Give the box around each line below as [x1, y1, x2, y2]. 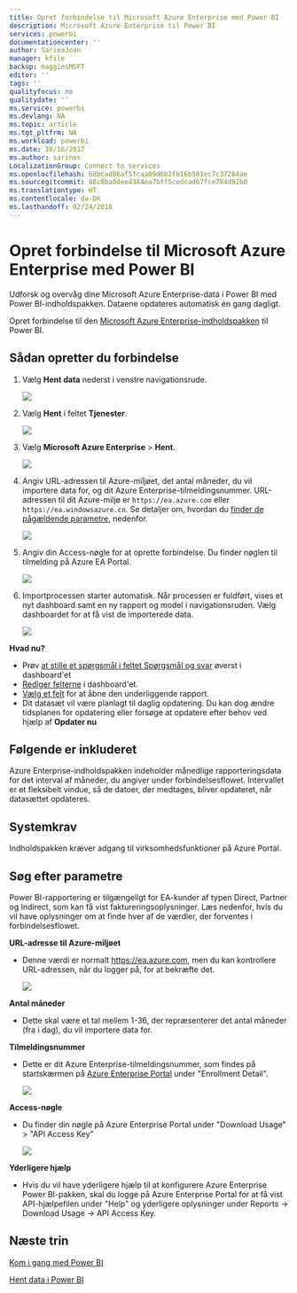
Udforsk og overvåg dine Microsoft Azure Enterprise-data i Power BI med [9, 289, 277, 300]
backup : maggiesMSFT [9, 63, 86, 72]
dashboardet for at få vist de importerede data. [21, 609, 194, 619]
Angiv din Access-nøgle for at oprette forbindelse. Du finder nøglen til [21, 547, 277, 557]
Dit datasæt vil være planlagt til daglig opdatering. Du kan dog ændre [21, 697, 275, 708]
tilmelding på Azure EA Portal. [21, 556, 131, 567]
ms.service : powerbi [9, 104, 86, 113]
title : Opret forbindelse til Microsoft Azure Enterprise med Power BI [9, 12, 279, 22]
